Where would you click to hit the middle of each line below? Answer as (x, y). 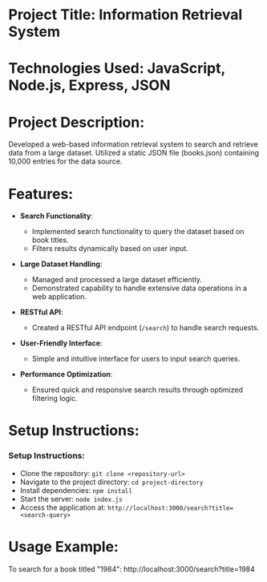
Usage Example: (63, 546)
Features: (41, 194)
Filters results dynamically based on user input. (110, 249)
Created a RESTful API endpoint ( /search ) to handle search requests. (146, 328)
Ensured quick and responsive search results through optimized (137, 390)
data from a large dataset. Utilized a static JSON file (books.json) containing (133, 153)
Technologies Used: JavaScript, (117, 69)
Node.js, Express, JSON (89, 85)
